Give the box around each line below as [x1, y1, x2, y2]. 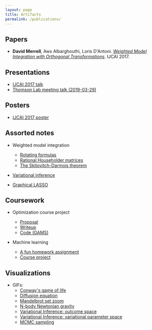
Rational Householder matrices [19, 157, 83, 163]
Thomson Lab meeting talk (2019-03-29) [12, 87, 96, 92]
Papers [5, 35, 28, 43]
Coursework [5, 196, 45, 205]
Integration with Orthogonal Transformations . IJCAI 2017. [12, 53, 130, 60]
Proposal [19, 219, 38, 225]
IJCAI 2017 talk [12, 81, 43, 87]
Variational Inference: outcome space [19, 309, 97, 315]
